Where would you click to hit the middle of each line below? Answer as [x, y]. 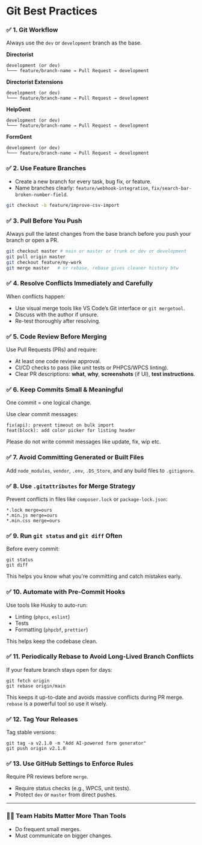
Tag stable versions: [31, 733]
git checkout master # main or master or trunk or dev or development [96, 251]
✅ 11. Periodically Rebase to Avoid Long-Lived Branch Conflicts [100, 657]
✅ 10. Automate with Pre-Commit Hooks [66, 592]
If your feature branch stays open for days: [59, 669]
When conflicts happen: [36, 297]
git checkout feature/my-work [44, 262]
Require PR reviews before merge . [47, 776]
